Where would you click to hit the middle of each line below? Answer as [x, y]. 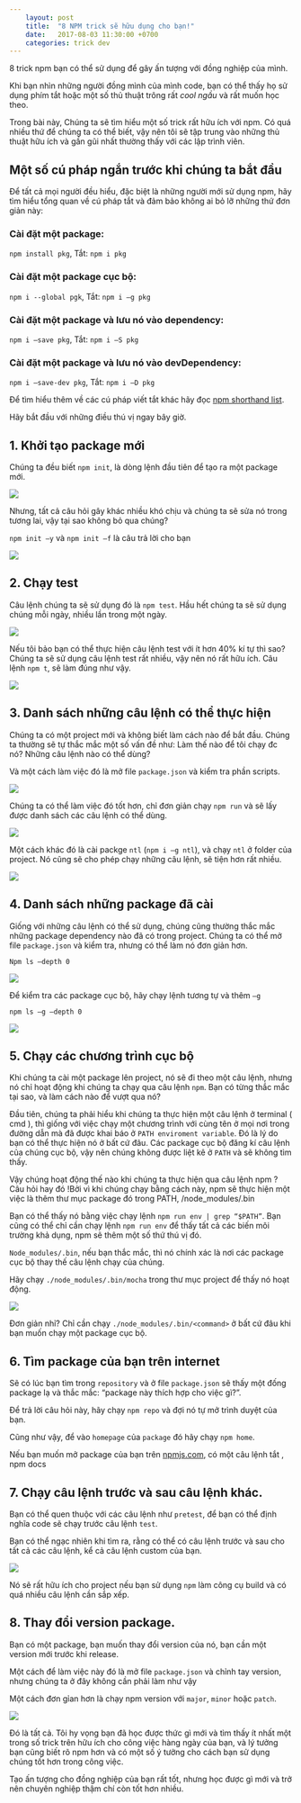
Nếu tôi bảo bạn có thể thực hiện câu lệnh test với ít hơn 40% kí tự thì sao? [147, 648]
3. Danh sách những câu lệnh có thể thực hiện [140, 713]
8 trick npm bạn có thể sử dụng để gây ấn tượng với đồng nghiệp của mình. [149, 68]
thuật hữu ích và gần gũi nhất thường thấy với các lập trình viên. [127, 141]
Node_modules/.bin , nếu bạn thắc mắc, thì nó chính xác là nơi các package [147, 1253]
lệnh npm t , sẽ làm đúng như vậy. [71, 668]
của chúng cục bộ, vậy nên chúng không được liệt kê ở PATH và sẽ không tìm [150, 1152]
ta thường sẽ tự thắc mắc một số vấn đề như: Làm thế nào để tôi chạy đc [144, 744]
